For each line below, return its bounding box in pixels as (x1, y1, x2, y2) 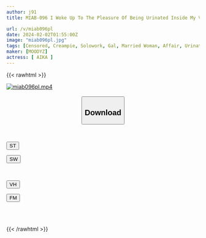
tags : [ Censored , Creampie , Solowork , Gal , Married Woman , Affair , (6, 43, 183, 49)
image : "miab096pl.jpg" (6, 37, 67, 44)
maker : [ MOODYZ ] (6, 48, 48, 55)
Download (85, 108, 121, 117)
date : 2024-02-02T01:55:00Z (6, 31, 78, 37)
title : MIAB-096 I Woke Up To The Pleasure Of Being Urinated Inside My (6, 15, 196, 21)
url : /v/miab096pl (6, 26, 53, 32)
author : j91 (6, 9, 37, 15)
